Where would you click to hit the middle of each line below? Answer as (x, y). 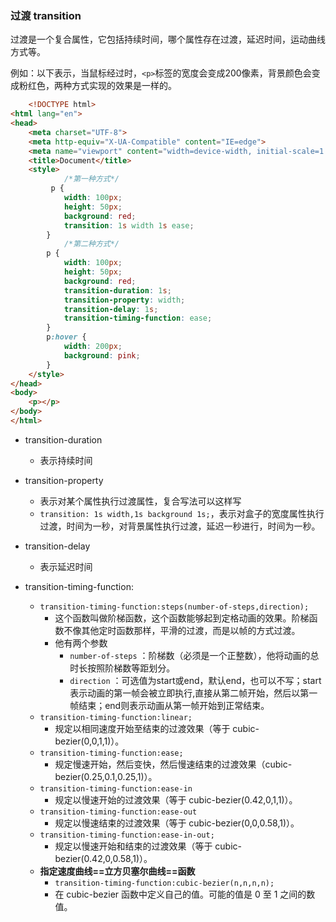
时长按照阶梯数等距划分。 (122, 668)
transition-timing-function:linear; (116, 717)
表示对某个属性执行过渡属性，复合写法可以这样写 (140, 501)
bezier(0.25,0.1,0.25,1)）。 (106, 776)
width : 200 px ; (93, 347)
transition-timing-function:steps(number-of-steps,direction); (174, 607)
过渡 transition (46, 15)
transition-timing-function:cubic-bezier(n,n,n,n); (164, 883)
